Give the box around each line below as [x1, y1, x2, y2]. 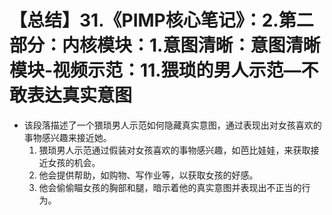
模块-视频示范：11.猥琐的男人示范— [9, 59, 302, 82]
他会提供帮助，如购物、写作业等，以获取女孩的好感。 [38, 169, 259, 181]
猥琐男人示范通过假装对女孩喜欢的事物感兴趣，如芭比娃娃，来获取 [38, 144, 311, 156]
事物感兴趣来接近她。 [23, 131, 112, 143]
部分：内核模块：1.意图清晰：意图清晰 [9, 34, 321, 57]
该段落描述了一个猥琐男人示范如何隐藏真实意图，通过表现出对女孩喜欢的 [23, 119, 322, 131]
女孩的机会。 [47, 156, 101, 168]
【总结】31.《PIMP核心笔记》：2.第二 [9, 9, 314, 32]
